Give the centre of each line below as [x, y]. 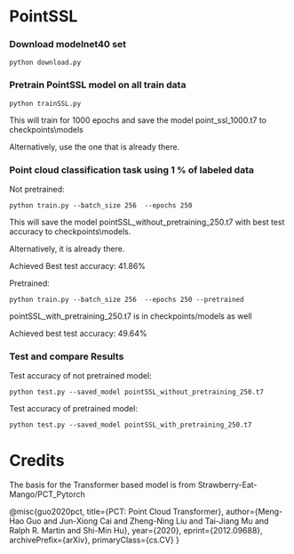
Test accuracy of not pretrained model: [81, 376]
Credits [37, 460]
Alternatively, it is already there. [67, 249]
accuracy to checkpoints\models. [70, 232]
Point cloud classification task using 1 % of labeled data [132, 169]
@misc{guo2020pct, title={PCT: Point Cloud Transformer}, [117, 512]
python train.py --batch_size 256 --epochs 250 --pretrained [127, 300]
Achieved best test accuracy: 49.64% [78, 334]
